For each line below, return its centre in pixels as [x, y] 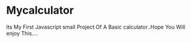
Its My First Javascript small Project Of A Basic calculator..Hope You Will [96, 27]
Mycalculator [40, 10]
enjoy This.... [22, 33]
